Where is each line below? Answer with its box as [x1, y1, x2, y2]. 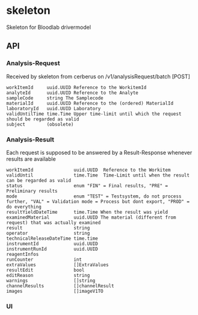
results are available [6, 155, 56, 163]
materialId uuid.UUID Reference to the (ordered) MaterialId [6, 100, 173, 106]
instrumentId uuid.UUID [6, 240, 98, 247]
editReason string [6, 272, 90, 278]
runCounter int [6, 257, 82, 263]
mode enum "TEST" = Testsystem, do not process [6, 193, 182, 199]
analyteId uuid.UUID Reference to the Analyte [6, 90, 138, 96]
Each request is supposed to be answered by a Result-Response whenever [6, 149, 193, 156]
